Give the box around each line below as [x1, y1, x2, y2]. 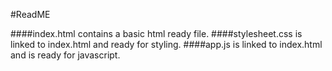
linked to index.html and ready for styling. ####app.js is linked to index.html [10, 39, 323, 50]
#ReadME [10, 9, 51, 20]
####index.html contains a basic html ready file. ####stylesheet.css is [10, 28, 303, 39]
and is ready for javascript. [10, 49, 121, 61]
